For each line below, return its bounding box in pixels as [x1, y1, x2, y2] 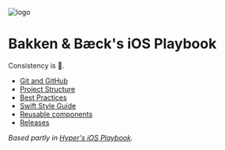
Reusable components [19, 109, 93, 119]
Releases [19, 118, 50, 127]
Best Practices [19, 93, 67, 102]
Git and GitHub [19, 75, 69, 86]
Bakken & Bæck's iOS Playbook [8, 35, 217, 53]
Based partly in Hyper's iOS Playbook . [8, 133, 133, 142]
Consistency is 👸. [8, 60, 65, 70]
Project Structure [19, 84, 76, 93]
